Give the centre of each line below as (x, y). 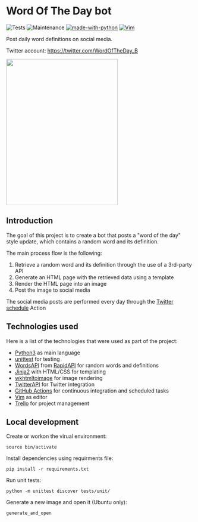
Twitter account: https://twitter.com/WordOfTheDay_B (72, 50)
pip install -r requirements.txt (48, 470)
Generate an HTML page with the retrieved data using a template (94, 277)
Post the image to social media (52, 290)
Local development (43, 422)
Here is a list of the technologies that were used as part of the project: (92, 341)
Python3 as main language (47, 353)
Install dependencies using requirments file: (60, 458)
